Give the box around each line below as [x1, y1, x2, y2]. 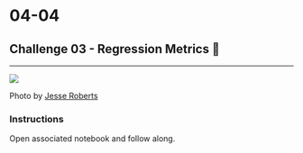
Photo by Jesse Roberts [9, 91, 98, 101]
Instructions [9, 112, 65, 125]
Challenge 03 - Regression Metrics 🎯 [9, 41, 220, 57]
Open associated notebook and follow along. [9, 133, 176, 144]
